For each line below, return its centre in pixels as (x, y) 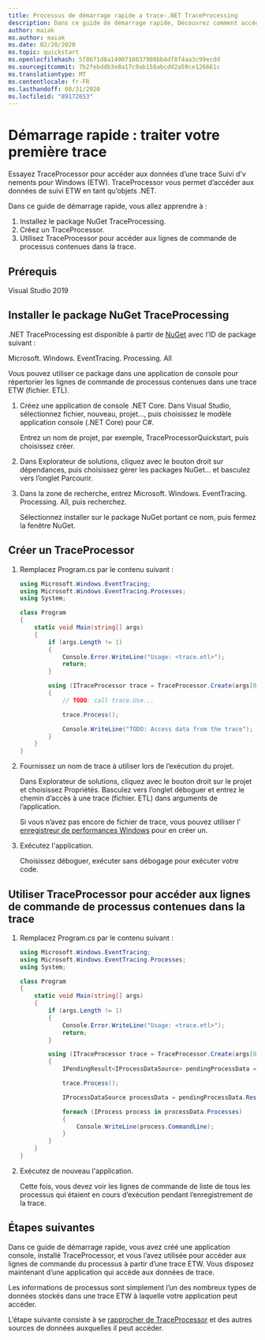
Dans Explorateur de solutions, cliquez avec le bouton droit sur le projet (136, 781)
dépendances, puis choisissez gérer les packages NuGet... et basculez (135, 469)
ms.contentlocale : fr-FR (49, 81)
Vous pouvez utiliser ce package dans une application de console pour (123, 373)
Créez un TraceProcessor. (62, 230)
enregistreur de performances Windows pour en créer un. (114, 830)
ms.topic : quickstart (44, 52)
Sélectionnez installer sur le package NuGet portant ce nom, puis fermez (138, 517)
